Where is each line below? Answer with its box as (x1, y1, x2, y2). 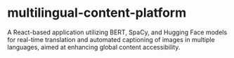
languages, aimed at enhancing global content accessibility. (7, 43, 181, 51)
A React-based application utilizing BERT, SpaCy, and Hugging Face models (7, 28, 228, 36)
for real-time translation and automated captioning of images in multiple (7, 35, 216, 43)
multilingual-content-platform (7, 5, 187, 21)
